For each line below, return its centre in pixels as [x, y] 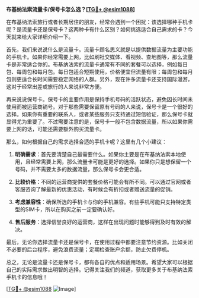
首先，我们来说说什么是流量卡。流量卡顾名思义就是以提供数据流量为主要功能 [99, 49]
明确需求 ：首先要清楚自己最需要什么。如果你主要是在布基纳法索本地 [98, 154]
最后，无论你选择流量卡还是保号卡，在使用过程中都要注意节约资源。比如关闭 [99, 242]
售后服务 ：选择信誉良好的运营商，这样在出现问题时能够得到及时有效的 [100, 222]
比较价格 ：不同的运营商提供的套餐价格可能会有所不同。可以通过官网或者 [103, 182]
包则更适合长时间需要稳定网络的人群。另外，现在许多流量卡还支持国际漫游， [99, 79]
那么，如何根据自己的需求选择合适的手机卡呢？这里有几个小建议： [86, 142]
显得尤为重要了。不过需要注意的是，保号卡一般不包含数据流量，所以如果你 [97, 122]
